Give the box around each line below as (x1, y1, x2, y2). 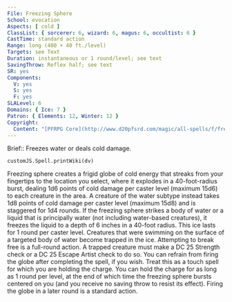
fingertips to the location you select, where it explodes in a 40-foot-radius (7, 177, 217, 185)
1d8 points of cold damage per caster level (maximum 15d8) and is (7, 199, 196, 208)
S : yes (13, 87, 32, 94)
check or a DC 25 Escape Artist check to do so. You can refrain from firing (7, 250, 219, 259)
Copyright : (7, 119, 39, 126)
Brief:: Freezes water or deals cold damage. (7, 144, 132, 152)
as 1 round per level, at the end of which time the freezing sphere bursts (7, 272, 212, 281)
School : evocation (7, 17, 60, 23)
